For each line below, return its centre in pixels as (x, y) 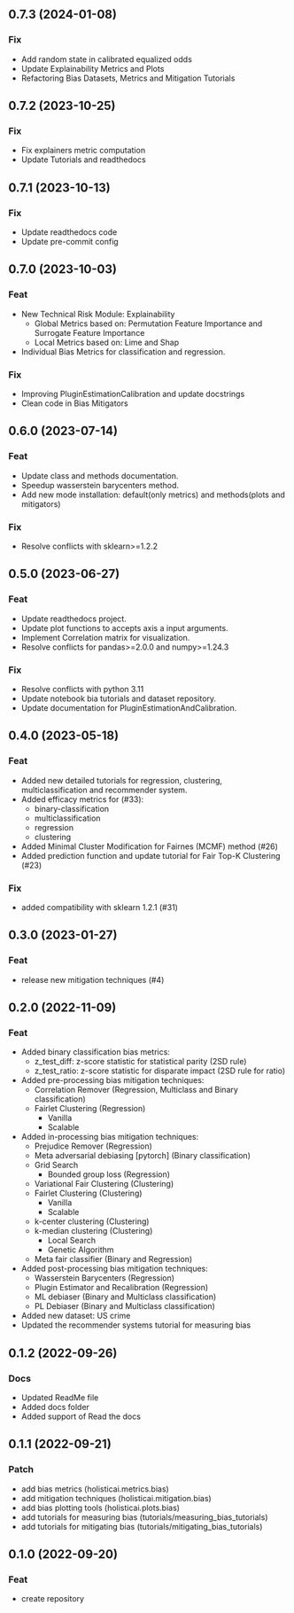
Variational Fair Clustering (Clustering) (104, 1184)
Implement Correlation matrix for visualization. (105, 637)
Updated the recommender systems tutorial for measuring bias (136, 1325)
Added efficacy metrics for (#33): (82, 799)
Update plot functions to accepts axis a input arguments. (124, 627)
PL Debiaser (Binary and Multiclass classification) (125, 1306)
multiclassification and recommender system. (104, 790)
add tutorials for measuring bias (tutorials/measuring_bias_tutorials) (144, 1517)
